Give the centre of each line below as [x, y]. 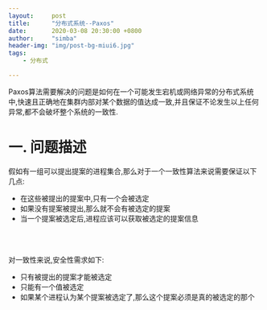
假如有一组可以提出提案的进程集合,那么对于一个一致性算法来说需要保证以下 [133, 171]
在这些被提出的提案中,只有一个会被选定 [84, 198]
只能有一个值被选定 [52, 287]
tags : [17, 53]
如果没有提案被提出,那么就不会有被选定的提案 [95, 208]
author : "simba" [43, 38]
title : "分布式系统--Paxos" [61, 23]
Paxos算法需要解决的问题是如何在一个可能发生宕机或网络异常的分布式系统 [131, 91]
